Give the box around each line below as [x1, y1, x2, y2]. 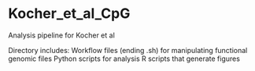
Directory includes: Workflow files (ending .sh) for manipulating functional [8, 45, 248, 55]
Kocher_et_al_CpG [8, 5, 131, 23]
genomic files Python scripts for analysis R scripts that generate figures [8, 54, 240, 63]
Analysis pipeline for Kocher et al [8, 30, 116, 40]
